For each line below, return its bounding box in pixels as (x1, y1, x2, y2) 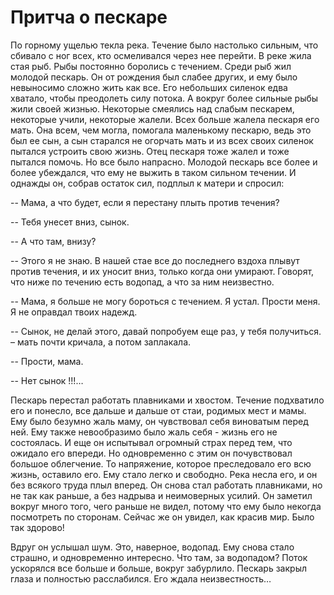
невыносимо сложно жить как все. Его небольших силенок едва (10, 81, 288, 93)
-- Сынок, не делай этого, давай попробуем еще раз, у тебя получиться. (10, 325, 322, 337)
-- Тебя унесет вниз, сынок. (10, 216, 130, 228)
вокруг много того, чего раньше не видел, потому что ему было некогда (10, 500, 322, 512)
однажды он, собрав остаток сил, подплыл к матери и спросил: (10, 177, 285, 189)
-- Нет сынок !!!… (10, 374, 84, 386)
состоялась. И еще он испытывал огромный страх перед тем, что (10, 436, 293, 448)
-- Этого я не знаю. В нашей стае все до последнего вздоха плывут (10, 254, 300, 266)
